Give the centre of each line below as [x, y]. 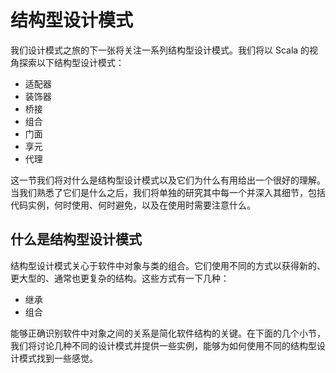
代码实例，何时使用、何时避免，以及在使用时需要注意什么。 [133, 205]
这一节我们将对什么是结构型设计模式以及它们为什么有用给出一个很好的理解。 [168, 180]
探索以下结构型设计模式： [71, 62]
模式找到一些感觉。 [58, 358]
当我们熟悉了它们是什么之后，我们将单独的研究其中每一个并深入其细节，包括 [168, 192]
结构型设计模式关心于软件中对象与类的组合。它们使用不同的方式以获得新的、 [168, 265]
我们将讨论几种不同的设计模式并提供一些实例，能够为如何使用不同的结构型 [163, 345]
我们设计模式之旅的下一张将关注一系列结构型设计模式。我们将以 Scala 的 [160, 50]
